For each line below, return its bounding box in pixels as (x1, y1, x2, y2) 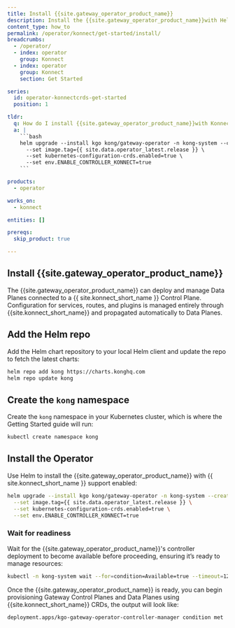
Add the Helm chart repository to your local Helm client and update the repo (7, 347, 226, 355)
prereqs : (7, 229, 33, 236)
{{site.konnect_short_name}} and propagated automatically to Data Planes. (7, 308, 222, 317)
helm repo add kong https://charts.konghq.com (7, 368, 145, 375)
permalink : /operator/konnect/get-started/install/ (7, 29, 161, 37)
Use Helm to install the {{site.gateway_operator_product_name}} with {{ (7, 471, 213, 480)
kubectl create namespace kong (7, 434, 99, 441)
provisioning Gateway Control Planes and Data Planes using (7, 592, 180, 601)
